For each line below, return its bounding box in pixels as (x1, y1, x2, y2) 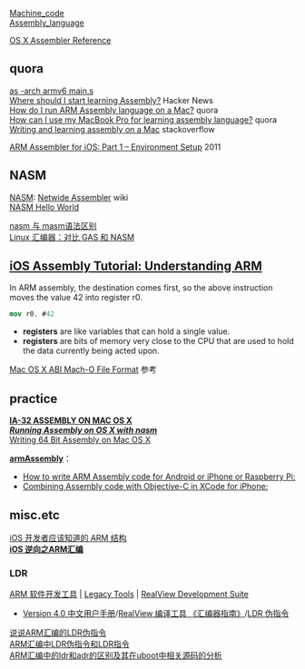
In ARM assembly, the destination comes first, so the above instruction (9, 282, 273, 293)
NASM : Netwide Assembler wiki (9, 192, 129, 202)
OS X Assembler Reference (9, 35, 112, 45)
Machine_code (9, 8, 65, 18)
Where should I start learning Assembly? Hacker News (9, 94, 213, 105)
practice (9, 390, 58, 407)
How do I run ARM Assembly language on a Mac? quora (9, 104, 219, 115)
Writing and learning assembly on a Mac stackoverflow (9, 123, 215, 134)
